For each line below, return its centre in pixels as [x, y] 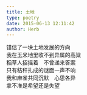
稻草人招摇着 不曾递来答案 [41, 63]
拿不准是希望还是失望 [33, 86]
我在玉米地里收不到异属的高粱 [43, 55]
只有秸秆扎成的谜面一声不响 [41, 70]
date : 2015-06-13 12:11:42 [40, 23]
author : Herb [23, 29]
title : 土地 [20, 12]
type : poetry [23, 18]
